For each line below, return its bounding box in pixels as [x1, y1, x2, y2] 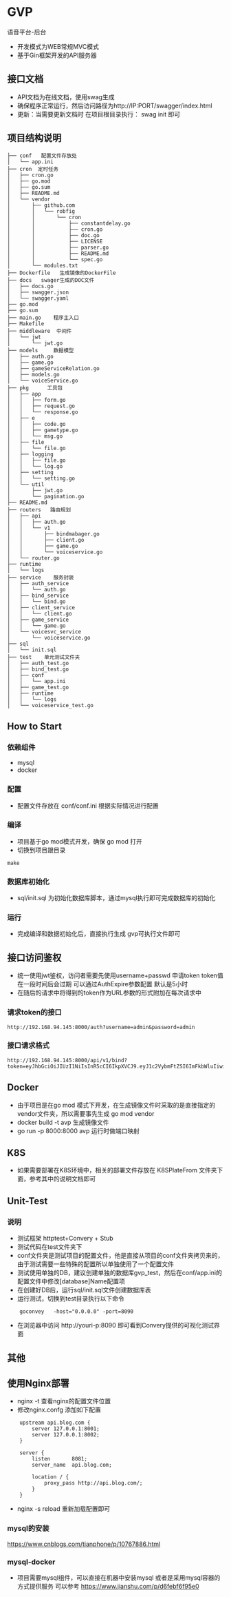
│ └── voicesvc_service [7, 628, 81, 635]
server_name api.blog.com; [32, 1462, 112, 1469]
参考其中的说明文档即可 [29, 1174, 96, 1183]
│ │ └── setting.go [7, 475, 76, 482]
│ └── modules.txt [7, 262, 78, 269]
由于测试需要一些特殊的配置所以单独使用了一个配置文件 [16, 1260, 174, 1268]
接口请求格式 [7, 1041, 50, 1050]
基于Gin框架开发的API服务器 [16, 51, 98, 59]
